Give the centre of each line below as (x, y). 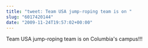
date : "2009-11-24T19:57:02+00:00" (49, 22)
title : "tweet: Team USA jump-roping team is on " (69, 11)
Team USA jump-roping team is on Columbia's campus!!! (75, 39)
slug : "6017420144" (30, 17)
